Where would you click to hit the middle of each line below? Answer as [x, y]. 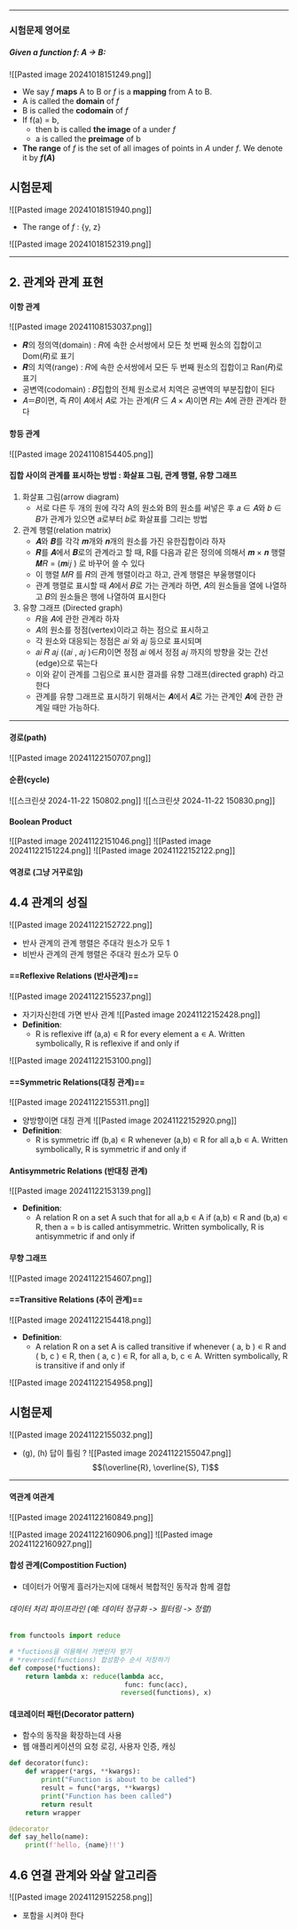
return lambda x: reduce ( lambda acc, [95, 1676]
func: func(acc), [156, 1685]
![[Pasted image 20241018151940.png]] [81, 209]
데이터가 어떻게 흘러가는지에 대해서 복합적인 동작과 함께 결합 [126, 1586]
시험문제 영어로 [40, 30]
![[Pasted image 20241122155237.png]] [81, 996]
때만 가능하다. [76, 707]
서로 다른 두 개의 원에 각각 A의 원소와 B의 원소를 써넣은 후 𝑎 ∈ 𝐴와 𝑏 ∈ [158, 507]
